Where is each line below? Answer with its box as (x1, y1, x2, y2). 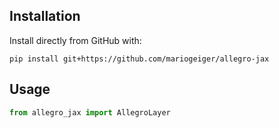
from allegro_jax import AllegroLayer (9, 107, 171, 118)
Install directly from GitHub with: (9, 34, 142, 46)
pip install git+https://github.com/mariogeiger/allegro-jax (9, 54, 270, 64)
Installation (9, 8, 81, 25)
